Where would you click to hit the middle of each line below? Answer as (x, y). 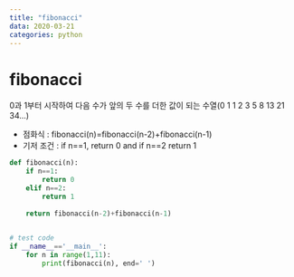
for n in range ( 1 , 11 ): (68, 255)
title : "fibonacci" (46, 18)
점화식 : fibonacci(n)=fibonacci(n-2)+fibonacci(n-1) (117, 134)
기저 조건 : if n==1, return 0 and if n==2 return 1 (109, 146)
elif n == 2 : (46, 188)
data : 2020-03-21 (42, 26)
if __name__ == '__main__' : (58, 247)
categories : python (46, 34)
